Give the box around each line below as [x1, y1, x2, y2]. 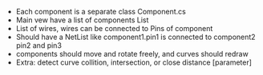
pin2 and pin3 [15, 41, 63, 50]
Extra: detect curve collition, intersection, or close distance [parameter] [15, 57, 253, 67]
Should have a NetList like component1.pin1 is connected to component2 [15, 32, 256, 41]
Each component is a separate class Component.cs [15, 7, 186, 16]
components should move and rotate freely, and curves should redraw [15, 49, 249, 58]
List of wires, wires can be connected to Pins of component [15, 24, 213, 33]
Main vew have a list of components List [15, 15, 149, 25]
